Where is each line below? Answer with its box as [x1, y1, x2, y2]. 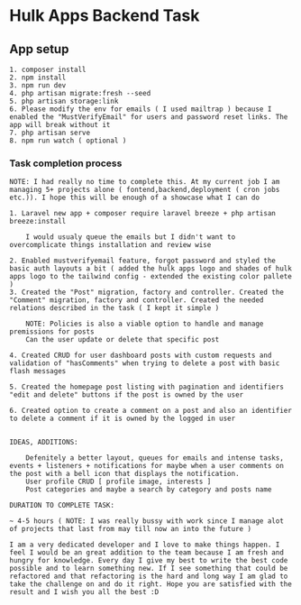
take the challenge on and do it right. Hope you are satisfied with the [9, 580, 293, 589]
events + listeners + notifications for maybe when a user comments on [9, 462, 284, 471]
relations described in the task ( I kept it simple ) [9, 304, 220, 313]
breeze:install [9, 217, 67, 226]
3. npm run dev [9, 81, 67, 90]
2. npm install [9, 73, 67, 82]
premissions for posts [9, 327, 95, 336]
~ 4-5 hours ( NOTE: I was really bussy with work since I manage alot [9, 517, 284, 526]
